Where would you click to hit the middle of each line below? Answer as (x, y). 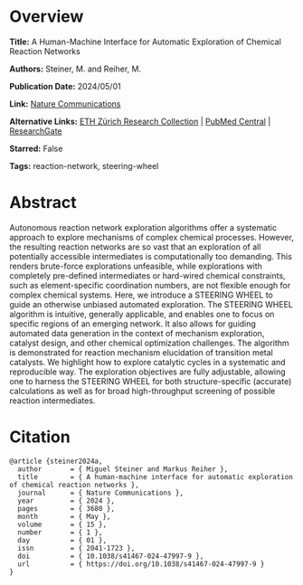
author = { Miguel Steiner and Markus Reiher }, (123, 469)
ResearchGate (36, 131)
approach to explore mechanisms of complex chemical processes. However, (151, 237)
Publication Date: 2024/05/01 (65, 86)
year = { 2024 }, (66, 500)
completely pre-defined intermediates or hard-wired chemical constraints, (148, 275)
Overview (47, 17)
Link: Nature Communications (65, 104)
